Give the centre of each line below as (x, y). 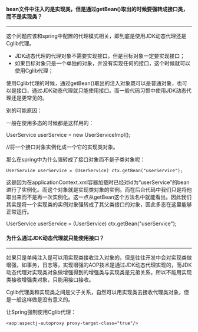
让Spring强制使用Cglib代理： (41, 312)
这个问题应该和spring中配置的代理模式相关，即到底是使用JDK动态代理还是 (96, 36)
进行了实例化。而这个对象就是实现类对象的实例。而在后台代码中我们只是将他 (99, 190)
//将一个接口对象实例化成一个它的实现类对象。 (62, 147)
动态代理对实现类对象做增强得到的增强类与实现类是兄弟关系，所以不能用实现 (99, 272)
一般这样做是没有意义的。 (42, 300)
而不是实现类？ (24, 16)
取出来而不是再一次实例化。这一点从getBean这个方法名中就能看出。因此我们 (99, 197)
